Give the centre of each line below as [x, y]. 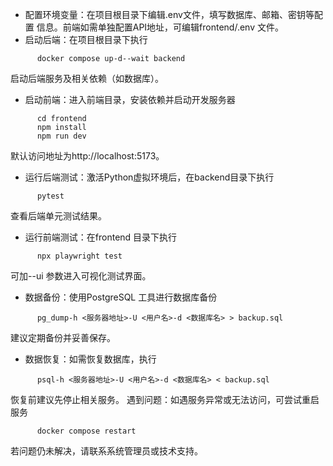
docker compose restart [86, 431]
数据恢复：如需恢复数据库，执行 [90, 359]
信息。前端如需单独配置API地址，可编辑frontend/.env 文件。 [160, 27]
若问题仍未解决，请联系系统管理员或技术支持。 [106, 451]
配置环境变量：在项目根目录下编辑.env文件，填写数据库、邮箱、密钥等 [169, 14]
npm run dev [61, 136]
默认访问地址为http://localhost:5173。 [87, 156]
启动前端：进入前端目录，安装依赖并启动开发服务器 [130, 99]
